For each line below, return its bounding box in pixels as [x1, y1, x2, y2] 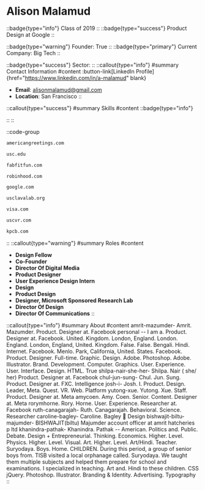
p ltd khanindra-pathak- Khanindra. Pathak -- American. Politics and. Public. [6, 425, 198, 432]
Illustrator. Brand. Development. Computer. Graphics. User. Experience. [6, 360, 186, 368]
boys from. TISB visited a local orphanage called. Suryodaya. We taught [6, 451, 188, 459]
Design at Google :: [6, 31, 55, 38]
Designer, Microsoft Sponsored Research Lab [15, 297, 133, 304]
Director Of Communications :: [15, 310, 95, 317]
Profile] [135, 67, 155, 75]
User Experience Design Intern [15, 277, 95, 284]
